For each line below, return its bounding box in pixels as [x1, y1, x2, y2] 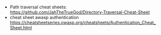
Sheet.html [9, 25, 32, 31]
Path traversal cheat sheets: [9, 4, 67, 10]
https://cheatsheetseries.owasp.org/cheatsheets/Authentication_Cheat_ [9, 19, 156, 25]
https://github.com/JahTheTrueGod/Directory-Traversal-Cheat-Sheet [9, 9, 150, 15]
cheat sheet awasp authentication [9, 15, 79, 20]
